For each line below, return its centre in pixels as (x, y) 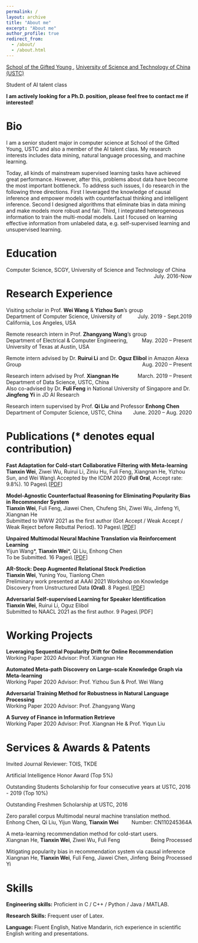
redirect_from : (25, 39)
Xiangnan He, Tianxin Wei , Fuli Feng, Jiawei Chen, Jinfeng (77, 858)
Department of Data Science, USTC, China (58, 382)
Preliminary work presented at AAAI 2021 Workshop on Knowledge (88, 581)
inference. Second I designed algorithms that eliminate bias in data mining (96, 204)
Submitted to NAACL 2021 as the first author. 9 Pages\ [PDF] (80, 611)
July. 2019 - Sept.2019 (165, 316)
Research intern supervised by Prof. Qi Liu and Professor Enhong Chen (93, 406)
